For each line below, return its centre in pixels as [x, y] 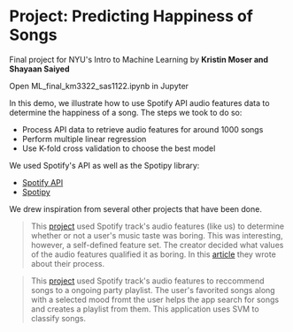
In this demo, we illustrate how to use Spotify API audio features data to [139, 102]
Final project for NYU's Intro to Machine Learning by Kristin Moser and [139, 59]
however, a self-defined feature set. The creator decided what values [157, 245]
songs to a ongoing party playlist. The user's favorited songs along [153, 290]
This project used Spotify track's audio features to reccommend [147, 281]
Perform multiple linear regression [84, 139]
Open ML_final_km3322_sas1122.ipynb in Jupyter [99, 86]
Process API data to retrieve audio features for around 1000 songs [143, 129]
